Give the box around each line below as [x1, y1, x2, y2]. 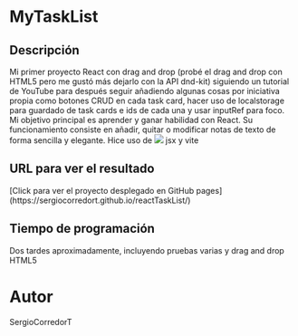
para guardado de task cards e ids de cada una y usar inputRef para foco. [9, 105, 285, 115]
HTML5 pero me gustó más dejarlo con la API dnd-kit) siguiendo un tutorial [9, 76, 290, 87]
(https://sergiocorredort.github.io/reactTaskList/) [9, 195, 191, 206]
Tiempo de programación [9, 221, 156, 236]
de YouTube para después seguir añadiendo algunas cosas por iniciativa [9, 86, 281, 96]
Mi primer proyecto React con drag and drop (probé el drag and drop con [9, 66, 284, 77]
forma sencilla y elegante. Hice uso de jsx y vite [9, 135, 199, 146]
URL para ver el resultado [9, 161, 155, 177]
